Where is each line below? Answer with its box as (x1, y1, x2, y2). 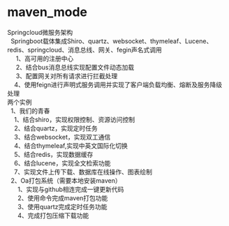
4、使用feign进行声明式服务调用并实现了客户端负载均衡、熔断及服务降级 (13, 80, 222, 89)
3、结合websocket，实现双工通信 (13, 133, 111, 141)
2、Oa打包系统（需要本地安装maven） (10, 176, 121, 185)
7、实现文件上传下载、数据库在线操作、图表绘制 (13, 167, 152, 176)
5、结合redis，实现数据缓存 (13, 150, 94, 158)
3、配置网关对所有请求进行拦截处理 (15, 71, 118, 80)
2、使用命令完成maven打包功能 (17, 193, 108, 202)
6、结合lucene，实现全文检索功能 (13, 158, 111, 167)
